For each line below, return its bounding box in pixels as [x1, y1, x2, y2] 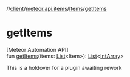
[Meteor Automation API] [6, 46, 69, 53]
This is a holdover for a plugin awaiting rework [6, 64, 122, 71]
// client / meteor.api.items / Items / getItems [6, 5, 108, 12]
